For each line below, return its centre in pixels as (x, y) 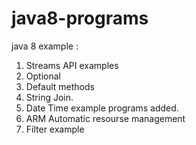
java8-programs (80, 18)
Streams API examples (72, 65)
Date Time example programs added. (102, 108)
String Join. (49, 97)
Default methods (60, 86)
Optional (43, 76)
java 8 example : (45, 46)
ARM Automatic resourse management (105, 118)
